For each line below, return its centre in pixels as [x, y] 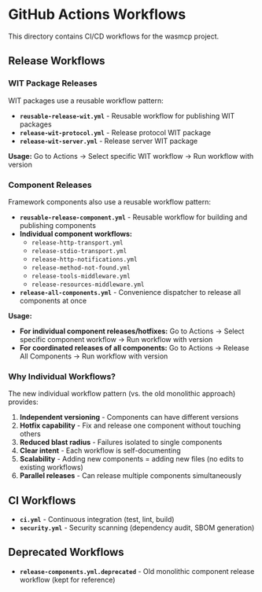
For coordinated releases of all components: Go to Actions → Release [134, 347]
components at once [53, 300]
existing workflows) [52, 467]
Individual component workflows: [76, 233]
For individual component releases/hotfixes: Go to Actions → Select [132, 331]
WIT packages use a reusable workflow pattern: [86, 101]
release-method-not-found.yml [81, 268]
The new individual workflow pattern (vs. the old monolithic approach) [122, 394]
